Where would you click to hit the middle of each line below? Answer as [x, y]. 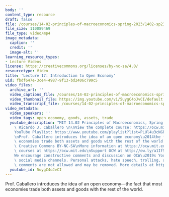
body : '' [14, 10]
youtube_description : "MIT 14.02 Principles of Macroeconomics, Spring [87, 122]
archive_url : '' [27, 90]
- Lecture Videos [23, 62]
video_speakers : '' [30, 113]
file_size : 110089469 [28, 29]
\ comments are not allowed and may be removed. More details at [84, 165]
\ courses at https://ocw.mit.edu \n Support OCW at [68, 151]
